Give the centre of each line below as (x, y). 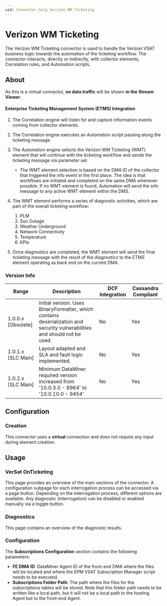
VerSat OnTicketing (29, 472)
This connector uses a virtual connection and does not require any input (80, 436)
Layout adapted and (62, 348)
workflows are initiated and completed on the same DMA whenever (89, 181)
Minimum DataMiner (62, 369)
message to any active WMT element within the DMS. (75, 191)
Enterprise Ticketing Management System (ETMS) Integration (70, 108)
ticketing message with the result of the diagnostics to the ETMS (79, 257)
